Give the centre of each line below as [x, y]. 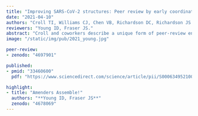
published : [19, 65]
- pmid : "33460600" [30, 71]
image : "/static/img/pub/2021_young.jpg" [58, 39]
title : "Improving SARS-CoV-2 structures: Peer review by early [87, 11]
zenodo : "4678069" [34, 104]
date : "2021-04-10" [30, 17]
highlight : [19, 87]
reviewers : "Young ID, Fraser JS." [50, 28]
